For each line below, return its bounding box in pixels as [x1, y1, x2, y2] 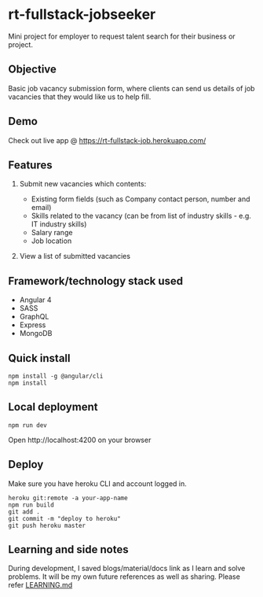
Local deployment [8, 400, 98, 414]
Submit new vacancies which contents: [19, 179, 147, 189]
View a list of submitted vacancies [19, 252, 131, 261]
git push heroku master [8, 521, 86, 529]
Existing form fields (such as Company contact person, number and [31, 194, 250, 204]
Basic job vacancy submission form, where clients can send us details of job [8, 83, 255, 93]
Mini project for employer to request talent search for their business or [8, 31, 236, 41]
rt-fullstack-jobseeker [8, 6, 156, 24]
